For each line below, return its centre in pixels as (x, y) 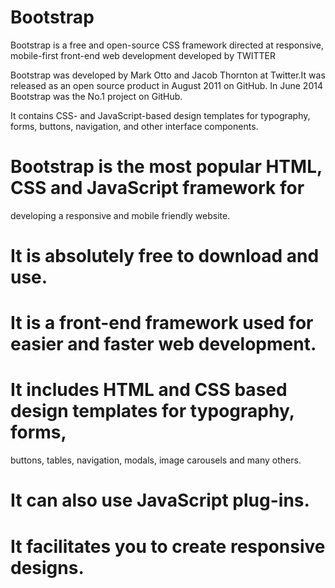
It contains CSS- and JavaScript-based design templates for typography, (160, 115)
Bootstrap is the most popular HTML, (166, 167)
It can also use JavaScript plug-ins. (160, 500)
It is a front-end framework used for (162, 323)
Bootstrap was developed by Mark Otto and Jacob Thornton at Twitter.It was (168, 75)
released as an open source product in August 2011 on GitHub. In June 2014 (166, 85)
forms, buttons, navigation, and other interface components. (134, 126)
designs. (47, 567)
